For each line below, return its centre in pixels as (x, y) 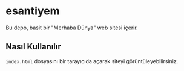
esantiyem (33, 11)
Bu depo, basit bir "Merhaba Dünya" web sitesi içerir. (72, 28)
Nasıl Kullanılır (34, 47)
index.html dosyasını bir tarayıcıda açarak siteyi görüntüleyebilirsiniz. (92, 61)
